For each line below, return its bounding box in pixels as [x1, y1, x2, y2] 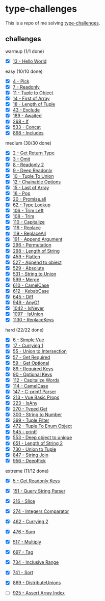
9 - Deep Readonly [12, 167, 52, 173]
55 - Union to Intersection [12, 348, 67, 354]
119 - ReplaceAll [12, 230, 46, 237]
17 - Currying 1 [12, 342, 43, 349]
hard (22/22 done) [5, 327, 44, 333]
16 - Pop [12, 190, 31, 196]
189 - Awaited [12, 113, 42, 119]
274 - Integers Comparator [12, 508, 69, 514]
